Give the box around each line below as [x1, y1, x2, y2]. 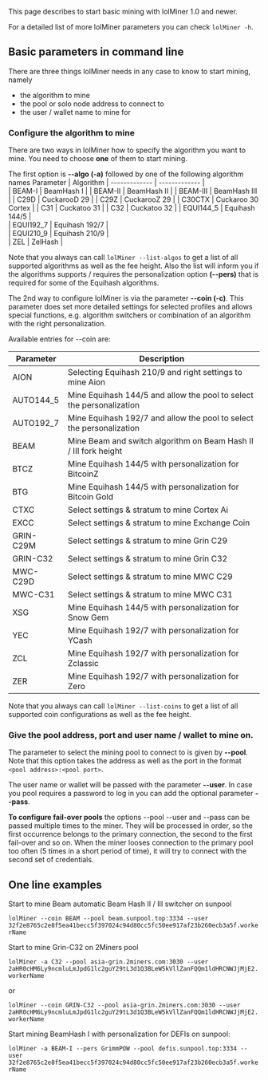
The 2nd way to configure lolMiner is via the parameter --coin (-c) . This [8, 294, 245, 303]
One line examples [8, 877, 102, 892]
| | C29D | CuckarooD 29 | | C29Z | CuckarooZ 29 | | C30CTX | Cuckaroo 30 [8, 195, 259, 204]
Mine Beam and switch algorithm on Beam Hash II [67, 436, 254, 447]
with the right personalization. [8, 319, 106, 329]
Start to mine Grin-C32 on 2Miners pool [8, 943, 139, 952]
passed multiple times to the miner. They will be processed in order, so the [8, 821, 253, 830]
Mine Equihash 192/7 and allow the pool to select [67, 412, 254, 424]
